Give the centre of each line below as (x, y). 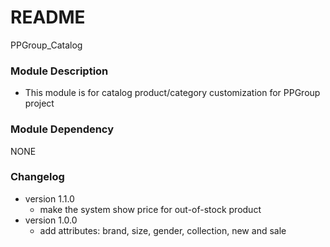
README (48, 17)
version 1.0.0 (51, 220)
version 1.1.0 (49, 198)
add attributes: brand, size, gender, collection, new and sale (163, 230)
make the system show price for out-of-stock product (150, 209)
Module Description (59, 71)
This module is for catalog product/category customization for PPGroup (172, 93)
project (39, 103)
